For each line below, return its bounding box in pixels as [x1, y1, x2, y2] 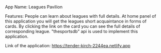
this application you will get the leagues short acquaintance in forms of [5, 19, 147, 24]
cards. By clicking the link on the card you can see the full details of [5, 23, 141, 29]
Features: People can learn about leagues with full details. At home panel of [5, 13, 156, 19]
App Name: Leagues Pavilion [5, 4, 63, 10]
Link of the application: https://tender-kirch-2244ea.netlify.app [5, 43, 131, 48]
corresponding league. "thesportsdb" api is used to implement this [5, 29, 138, 34]
